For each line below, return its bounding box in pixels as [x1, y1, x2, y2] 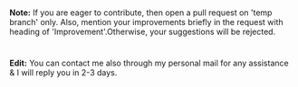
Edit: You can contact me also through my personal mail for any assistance [9, 57, 289, 69]
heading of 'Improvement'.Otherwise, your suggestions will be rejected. [9, 26, 276, 38]
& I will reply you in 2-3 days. [9, 67, 118, 78]
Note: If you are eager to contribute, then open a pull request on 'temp [9, 7, 273, 18]
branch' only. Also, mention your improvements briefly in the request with [9, 17, 284, 28]
